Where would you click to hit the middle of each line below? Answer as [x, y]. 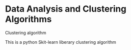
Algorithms [28, 19]
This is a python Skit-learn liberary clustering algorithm [61, 42]
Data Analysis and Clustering [66, 9]
